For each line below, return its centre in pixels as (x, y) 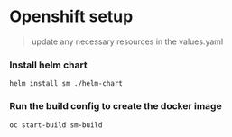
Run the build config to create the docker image (116, 106)
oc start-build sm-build (56, 125)
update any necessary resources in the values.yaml (127, 41)
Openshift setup (71, 17)
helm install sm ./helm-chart (66, 84)
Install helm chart (48, 65)
